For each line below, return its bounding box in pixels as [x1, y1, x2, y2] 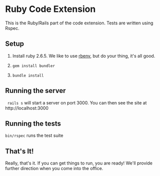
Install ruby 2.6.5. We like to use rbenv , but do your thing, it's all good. [12, 53, 156, 59]
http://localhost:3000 [5, 105, 49, 111]
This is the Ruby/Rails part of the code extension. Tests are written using [5, 20, 154, 26]
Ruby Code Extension [5, 3, 96, 15]
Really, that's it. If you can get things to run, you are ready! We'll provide [5, 160, 153, 166]
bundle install [12, 73, 44, 78]
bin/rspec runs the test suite [5, 133, 64, 139]
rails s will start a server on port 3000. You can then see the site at [7, 99, 147, 105]
